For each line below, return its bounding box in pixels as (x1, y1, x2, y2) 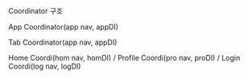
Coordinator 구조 (8, 6, 63, 15)
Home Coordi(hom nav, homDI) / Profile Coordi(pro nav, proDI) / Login (8, 53, 241, 62)
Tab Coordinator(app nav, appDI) (8, 38, 118, 47)
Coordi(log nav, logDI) (8, 61, 81, 71)
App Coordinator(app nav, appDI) (8, 22, 119, 31)
